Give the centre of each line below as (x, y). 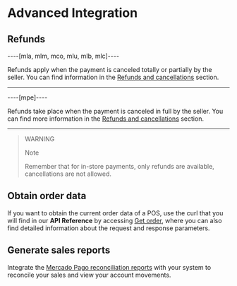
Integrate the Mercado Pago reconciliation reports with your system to (109, 267)
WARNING (39, 139)
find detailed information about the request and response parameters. (109, 228)
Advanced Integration (73, 13)
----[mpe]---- (28, 97)
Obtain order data (47, 196)
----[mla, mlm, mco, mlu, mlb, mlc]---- (63, 56)
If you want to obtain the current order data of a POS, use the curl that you (115, 213)
